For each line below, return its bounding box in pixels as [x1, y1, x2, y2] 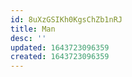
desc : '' [10, 33, 47, 43]
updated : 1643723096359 [10, 42, 110, 53]
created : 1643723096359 [10, 52, 110, 62]
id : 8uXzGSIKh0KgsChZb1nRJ [10, 14, 123, 25]
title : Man [10, 24, 56, 34]
